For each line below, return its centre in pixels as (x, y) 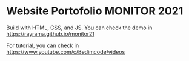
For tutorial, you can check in (43, 45)
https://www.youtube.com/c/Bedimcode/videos (66, 51)
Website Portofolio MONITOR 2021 (95, 11)
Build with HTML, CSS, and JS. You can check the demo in (79, 28)
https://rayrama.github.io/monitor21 (51, 33)
